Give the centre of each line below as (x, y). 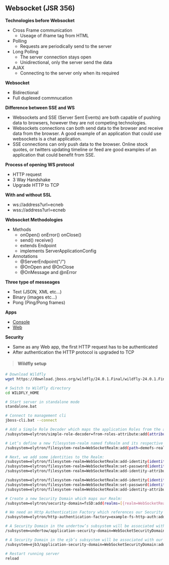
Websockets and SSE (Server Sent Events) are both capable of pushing (87, 117)
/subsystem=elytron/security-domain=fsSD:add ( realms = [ (64, 503)
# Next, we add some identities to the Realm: (55, 457)
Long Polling (25, 51)
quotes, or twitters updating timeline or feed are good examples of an (84, 149)
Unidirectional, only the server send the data (66, 62)
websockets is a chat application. (47, 138)
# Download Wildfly (26, 375)
